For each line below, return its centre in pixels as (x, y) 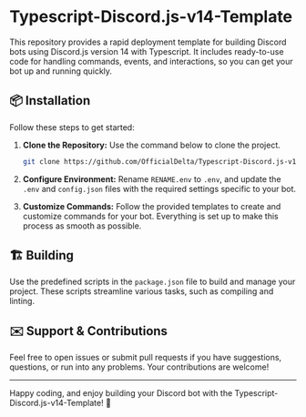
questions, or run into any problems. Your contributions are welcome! (139, 367)
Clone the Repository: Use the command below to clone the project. (151, 145)
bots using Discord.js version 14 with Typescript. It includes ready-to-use (147, 51)
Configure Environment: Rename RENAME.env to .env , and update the (152, 178)
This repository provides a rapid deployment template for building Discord (148, 42)
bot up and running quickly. (61, 71)
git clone (41, 161)
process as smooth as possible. (82, 226)
